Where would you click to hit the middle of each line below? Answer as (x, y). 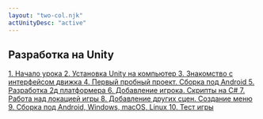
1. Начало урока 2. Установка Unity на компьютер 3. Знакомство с (121, 74)
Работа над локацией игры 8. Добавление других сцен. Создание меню (130, 99)
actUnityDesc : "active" (48, 23)
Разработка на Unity (61, 55)
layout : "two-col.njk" (46, 15)
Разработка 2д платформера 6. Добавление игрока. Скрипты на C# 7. (127, 91)
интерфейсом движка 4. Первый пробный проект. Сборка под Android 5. (131, 82)
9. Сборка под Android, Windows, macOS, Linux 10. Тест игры (111, 107)
